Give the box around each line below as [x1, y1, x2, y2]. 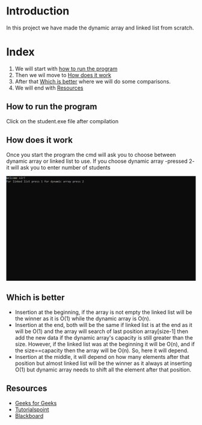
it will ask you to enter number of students [6, 164, 111, 171]
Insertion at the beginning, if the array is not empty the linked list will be [14, 308, 192, 316]
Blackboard [14, 412, 44, 419]
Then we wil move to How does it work [14, 71, 111, 79]
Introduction [6, 4, 70, 18]
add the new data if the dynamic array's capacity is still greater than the [14, 334, 194, 341]
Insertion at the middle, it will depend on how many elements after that [14, 353, 190, 360]
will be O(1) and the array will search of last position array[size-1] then [14, 328, 188, 335]
